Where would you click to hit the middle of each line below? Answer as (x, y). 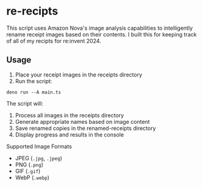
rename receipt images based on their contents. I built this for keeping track (101, 34)
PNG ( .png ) (29, 165)
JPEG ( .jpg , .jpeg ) (39, 158)
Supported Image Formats (39, 146)
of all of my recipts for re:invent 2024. (54, 41)
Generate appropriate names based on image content (83, 121)
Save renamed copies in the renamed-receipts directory (86, 128)
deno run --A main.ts (34, 92)
